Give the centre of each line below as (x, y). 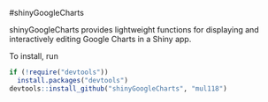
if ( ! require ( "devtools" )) (59, 72)
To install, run (34, 56)
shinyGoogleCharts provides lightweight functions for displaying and (134, 29)
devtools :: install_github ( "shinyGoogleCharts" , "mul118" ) (118, 88)
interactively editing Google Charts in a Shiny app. (100, 39)
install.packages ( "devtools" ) (73, 80)
